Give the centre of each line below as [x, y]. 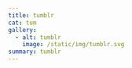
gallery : [22, 30]
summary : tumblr [35, 52]
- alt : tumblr [38, 37]
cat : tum [22, 23]
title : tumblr [31, 15]
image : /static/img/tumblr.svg [73, 45]
